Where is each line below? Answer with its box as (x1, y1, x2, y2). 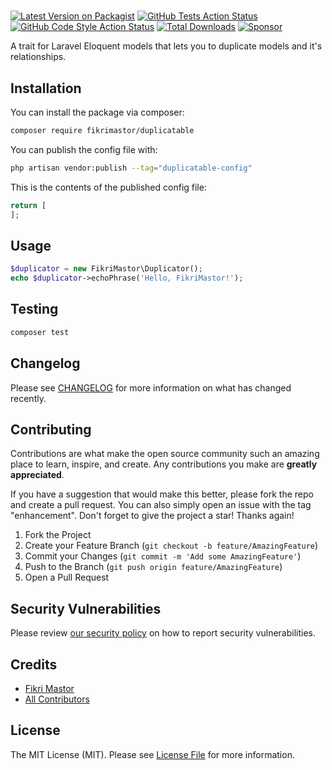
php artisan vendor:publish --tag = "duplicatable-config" (10, 163, 253, 173)
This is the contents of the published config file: (10, 181, 207, 193)
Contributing (10, 421, 92, 438)
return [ (10, 200, 47, 210)
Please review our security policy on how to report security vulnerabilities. (10, 627, 316, 639)
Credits (10, 656, 58, 673)
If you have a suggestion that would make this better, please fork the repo (10, 488, 314, 500)
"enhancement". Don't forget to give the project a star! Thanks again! (10, 510, 295, 522)
